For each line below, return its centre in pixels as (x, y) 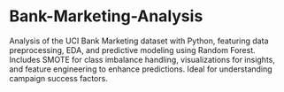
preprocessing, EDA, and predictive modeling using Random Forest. (133, 50)
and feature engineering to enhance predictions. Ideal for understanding (141, 69)
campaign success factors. (58, 78)
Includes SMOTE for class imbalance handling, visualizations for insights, (142, 59)
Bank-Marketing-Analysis (106, 16)
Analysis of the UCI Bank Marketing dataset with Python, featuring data (139, 41)
